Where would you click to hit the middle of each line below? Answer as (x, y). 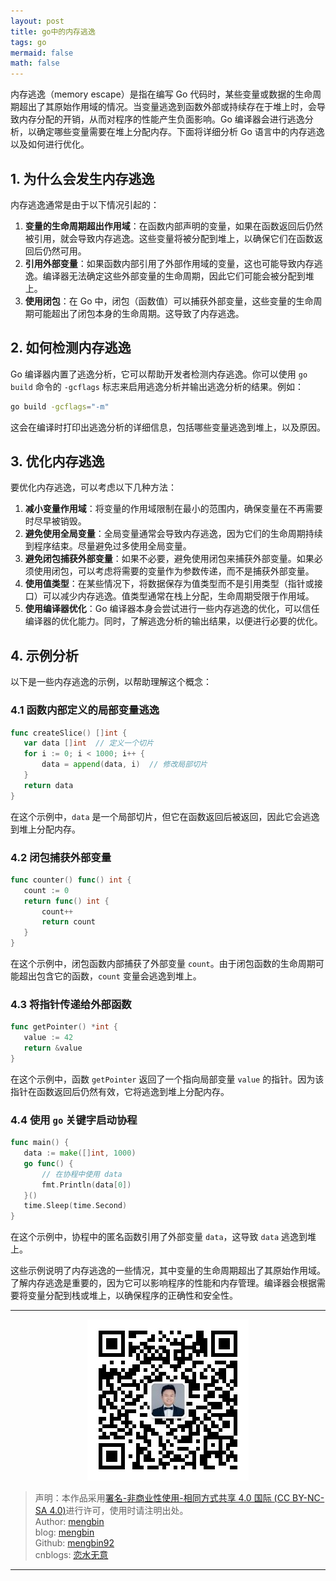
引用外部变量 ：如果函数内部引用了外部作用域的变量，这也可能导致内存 (169, 263)
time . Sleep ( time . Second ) (75, 1206)
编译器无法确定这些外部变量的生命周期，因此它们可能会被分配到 (174, 276)
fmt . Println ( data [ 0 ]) (86, 1185)
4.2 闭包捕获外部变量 (61, 857)
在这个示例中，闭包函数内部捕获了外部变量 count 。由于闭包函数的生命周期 (163, 964)
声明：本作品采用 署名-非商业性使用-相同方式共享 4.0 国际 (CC (162, 1498)
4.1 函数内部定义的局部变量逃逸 (85, 710)
